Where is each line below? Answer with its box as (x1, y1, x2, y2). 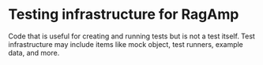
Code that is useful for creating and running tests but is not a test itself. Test (8, 31, 255, 41)
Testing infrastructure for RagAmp (8, 5, 239, 23)
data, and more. (8, 48, 60, 57)
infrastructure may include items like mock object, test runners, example (8, 39, 243, 49)
